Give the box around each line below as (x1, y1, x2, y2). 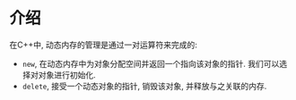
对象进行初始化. (38, 69, 96, 80)
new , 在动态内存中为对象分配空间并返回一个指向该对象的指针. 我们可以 (22, 58, 280, 69)
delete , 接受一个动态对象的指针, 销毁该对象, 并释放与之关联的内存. (22, 80, 267, 91)
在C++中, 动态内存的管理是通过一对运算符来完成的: (9, 39, 197, 50)
